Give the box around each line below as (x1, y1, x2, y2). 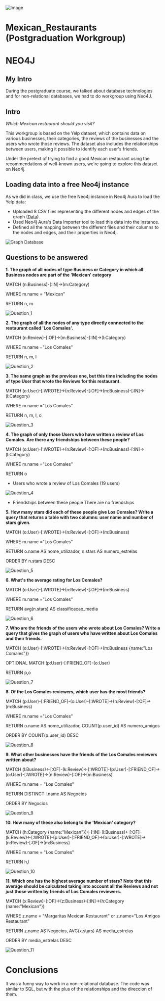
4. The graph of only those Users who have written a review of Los (5, 431, 144, 437)
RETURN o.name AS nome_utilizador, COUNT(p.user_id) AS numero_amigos (5, 722, 160, 728)
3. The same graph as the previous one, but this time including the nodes (5, 373, 158, 379)
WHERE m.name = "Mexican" (5, 291, 66, 297)
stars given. (5, 520, 31, 525)
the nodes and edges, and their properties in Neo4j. (12, 229, 118, 235)
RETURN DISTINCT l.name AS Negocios (5, 791, 87, 797)
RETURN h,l (5, 858, 30, 864)
